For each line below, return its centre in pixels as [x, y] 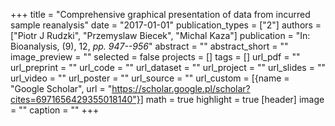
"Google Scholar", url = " [61, 88]
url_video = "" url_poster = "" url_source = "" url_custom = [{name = [150, 78]
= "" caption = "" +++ [55, 110]
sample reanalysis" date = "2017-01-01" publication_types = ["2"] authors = [166, 25]
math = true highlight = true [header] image [235, 99]
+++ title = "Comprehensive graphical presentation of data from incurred [160, 14]
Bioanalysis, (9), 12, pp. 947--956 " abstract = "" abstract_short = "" [149, 46]
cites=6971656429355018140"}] [77, 99]
